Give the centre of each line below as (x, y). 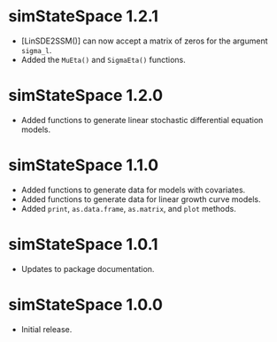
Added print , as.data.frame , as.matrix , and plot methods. (128, 208)
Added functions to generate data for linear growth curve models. (141, 199)
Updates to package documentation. (88, 268)
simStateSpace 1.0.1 (83, 245)
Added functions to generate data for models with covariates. (133, 190)
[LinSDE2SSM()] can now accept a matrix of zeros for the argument (144, 41)
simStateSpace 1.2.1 (83, 16)
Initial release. (46, 329)
